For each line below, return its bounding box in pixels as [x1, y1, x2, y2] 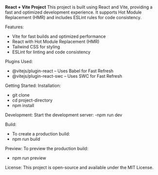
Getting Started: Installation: [5, 83, 61, 88]
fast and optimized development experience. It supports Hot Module [5, 9, 142, 15]
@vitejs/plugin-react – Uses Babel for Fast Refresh [12, 68, 114, 74]
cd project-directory [12, 97, 53, 103]
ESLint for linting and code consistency [12, 49, 91, 55]
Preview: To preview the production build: [5, 146, 88, 151]
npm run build [12, 136, 40, 142]
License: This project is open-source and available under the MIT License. [5, 165, 154, 170]
